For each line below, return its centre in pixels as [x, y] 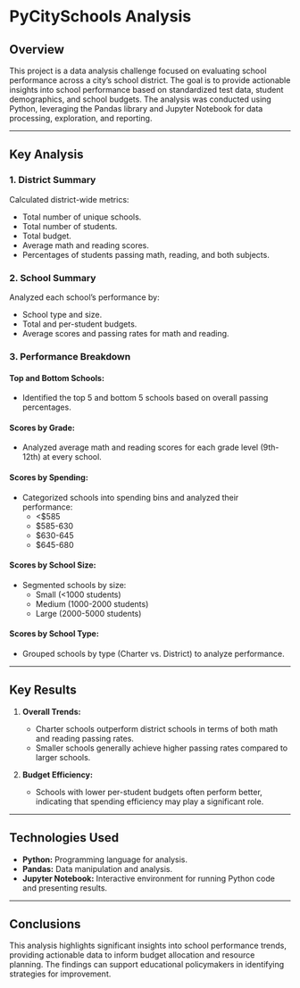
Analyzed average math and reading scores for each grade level [140, 447]
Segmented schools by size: [74, 585]
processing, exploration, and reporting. [81, 118]
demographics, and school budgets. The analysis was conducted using [141, 99]
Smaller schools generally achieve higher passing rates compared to [162, 748]
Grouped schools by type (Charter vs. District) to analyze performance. [153, 653]
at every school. [72, 457]
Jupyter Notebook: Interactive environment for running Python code [148, 878]
